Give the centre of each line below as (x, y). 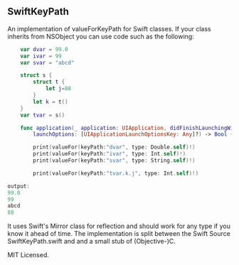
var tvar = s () (43, 115)
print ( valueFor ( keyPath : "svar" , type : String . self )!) (114, 161)
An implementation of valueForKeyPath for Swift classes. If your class (109, 28)
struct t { (49, 82)
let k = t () (51, 102)
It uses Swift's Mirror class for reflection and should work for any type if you (119, 226)
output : (19, 186)
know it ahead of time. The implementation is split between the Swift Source (119, 234)
